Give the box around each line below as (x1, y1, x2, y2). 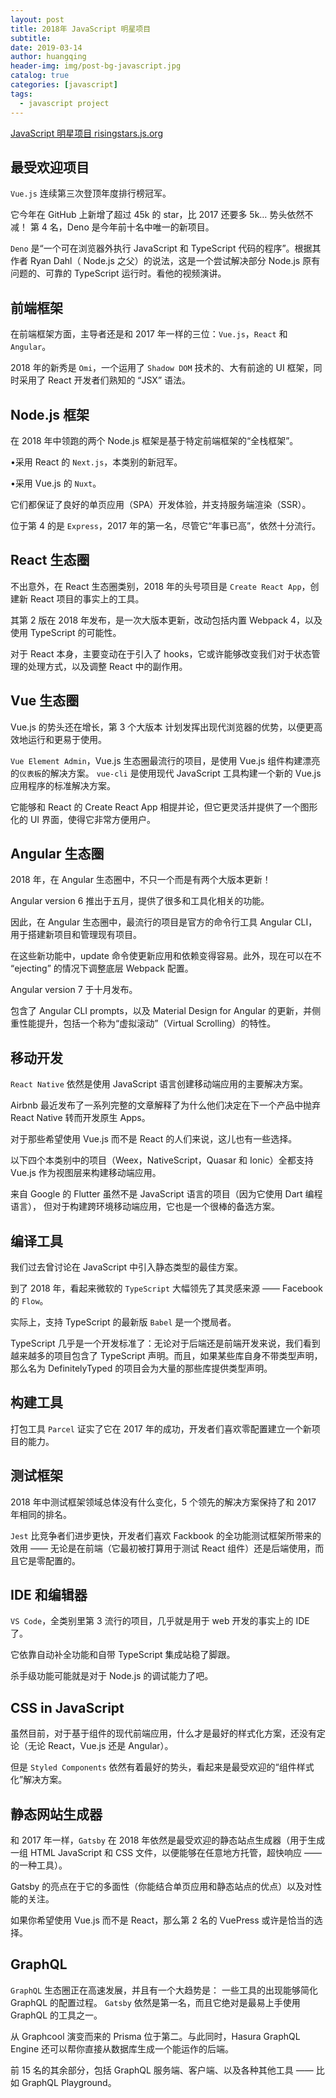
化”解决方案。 (10, 1774, 68, 1786)
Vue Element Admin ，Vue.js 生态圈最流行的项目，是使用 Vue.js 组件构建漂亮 (10, 754, 321, 766)
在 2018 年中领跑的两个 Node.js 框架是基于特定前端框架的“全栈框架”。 (10, 434, 299, 446)
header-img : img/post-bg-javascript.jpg (10, 61, 182, 71)
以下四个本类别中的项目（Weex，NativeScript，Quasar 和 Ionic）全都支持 (10, 1154, 314, 1166)
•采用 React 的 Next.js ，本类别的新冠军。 (10, 456, 183, 468)
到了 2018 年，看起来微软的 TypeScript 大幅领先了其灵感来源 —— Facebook (10, 1282, 323, 1294)
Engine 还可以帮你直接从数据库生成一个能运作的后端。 (10, 2042, 235, 2055)
